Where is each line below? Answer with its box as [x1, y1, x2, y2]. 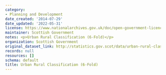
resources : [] [5, 53, 35, 58]
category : [5, 7, 26, 12]
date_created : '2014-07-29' [5, 16, 63, 21]
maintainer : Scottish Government [5, 30, 74, 35]
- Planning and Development [5, 12, 63, 17]
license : [5, 26, 23, 31]
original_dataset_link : [5, 44, 54, 49]
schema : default [5, 58, 39, 63]
